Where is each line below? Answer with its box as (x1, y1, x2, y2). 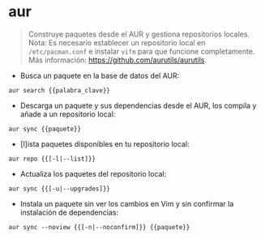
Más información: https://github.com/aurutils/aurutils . (28, 55, 207, 65)
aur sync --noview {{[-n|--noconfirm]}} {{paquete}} (8, 223, 190, 231)
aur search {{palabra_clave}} (8, 86, 111, 95)
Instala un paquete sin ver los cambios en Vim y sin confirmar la (19, 198, 234, 208)
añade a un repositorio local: (19, 109, 116, 119)
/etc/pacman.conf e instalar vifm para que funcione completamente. (28, 46, 255, 56)
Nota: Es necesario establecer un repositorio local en (28, 37, 206, 47)
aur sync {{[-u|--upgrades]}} (8, 185, 111, 193)
